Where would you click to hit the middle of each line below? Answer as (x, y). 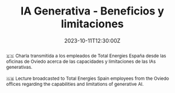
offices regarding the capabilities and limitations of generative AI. (75, 84)
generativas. (19, 67)
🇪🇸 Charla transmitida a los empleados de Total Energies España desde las (86, 56)
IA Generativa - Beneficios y (92, 11)
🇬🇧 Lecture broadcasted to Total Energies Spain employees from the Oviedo (87, 78)
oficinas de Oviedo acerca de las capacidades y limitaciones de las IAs (81, 61)
